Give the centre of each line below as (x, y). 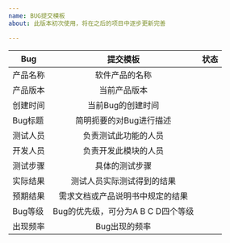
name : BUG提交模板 (37, 16)
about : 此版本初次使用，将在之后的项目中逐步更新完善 (87, 23)
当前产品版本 (123, 90)
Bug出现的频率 (123, 226)
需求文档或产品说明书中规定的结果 (123, 196)
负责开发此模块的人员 (123, 150)
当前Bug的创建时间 (123, 105)
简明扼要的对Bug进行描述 (123, 120)
